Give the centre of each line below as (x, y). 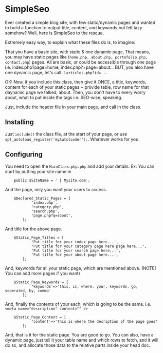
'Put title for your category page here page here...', (89, 246)
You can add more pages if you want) (43, 273)
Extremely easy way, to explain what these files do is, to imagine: (70, 42)
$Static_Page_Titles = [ (39, 237)
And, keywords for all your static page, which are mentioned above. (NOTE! (81, 268)
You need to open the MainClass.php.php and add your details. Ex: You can (80, 166)
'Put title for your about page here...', (75, 255)
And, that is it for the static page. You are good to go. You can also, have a (80, 334)
